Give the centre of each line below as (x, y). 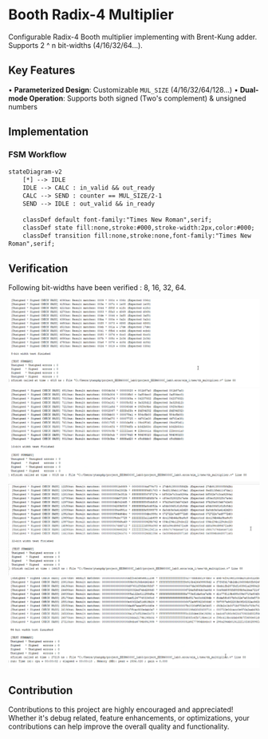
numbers (23, 106)
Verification (38, 268)
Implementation (49, 132)
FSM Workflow (37, 155)
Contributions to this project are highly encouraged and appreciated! (121, 709)
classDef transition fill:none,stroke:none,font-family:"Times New (137, 236)
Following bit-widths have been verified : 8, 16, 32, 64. (97, 288)
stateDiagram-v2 (35, 172)
